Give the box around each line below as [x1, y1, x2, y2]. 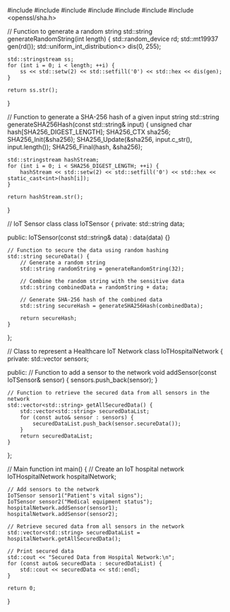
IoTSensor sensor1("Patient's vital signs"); [7, 492, 143, 499]
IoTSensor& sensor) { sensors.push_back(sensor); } [7, 376, 158, 384]
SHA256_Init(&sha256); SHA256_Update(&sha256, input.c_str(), [7, 136, 193, 143]
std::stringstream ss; [7, 56, 74, 63]
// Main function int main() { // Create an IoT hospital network [7, 465, 185, 473]
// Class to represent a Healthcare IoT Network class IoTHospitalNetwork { [7, 347, 224, 355]
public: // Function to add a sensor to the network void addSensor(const [7, 368, 217, 376]
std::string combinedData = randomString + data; [20, 284, 169, 291]
